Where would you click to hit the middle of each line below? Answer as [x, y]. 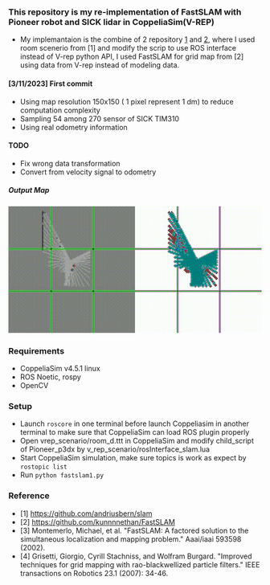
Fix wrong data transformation [70, 163]
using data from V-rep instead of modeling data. [100, 65]
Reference [29, 496]
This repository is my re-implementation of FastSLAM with [125, 12]
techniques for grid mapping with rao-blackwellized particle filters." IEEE [140, 564]
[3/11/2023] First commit [51, 84]
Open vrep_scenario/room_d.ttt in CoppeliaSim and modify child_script [137, 441]
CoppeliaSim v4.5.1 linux [60, 368]
